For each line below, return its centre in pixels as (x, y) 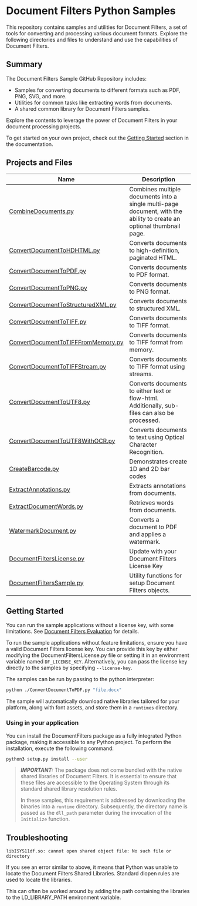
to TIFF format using (157, 366)
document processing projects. (44, 126)
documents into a (153, 197)
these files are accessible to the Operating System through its (95, 783)
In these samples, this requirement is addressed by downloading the (103, 800)
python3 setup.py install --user (47, 759)
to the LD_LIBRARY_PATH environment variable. (64, 897)
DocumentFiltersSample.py (46, 583)
